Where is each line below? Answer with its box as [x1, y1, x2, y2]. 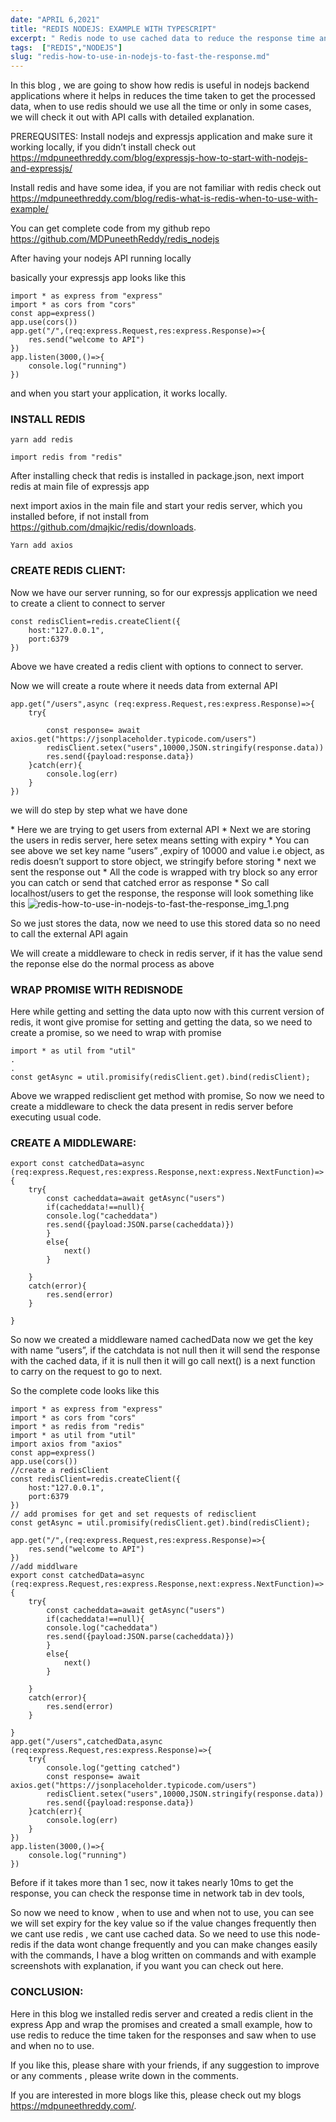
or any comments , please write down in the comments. [10, 2069, 239, 2081]
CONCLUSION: [10, 1985, 84, 1999]
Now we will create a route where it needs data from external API [10, 679, 278, 691]
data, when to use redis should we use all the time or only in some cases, [10, 101, 312, 113]
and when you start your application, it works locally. [10, 387, 228, 400]
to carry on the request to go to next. [10, 1366, 163, 1378]
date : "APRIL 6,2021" [10, 14, 101, 25]
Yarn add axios [10, 541, 74, 551]
